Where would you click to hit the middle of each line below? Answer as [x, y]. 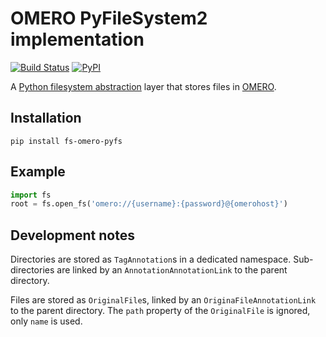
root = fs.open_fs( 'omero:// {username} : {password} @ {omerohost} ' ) [149, 204]
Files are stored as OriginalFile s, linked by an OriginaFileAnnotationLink [163, 300]
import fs [31, 195]
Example [38, 172]
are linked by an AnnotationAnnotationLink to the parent [172, 270]
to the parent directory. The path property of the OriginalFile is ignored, [160, 311]
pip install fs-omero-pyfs [66, 141]
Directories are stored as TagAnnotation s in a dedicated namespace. [151, 259]
